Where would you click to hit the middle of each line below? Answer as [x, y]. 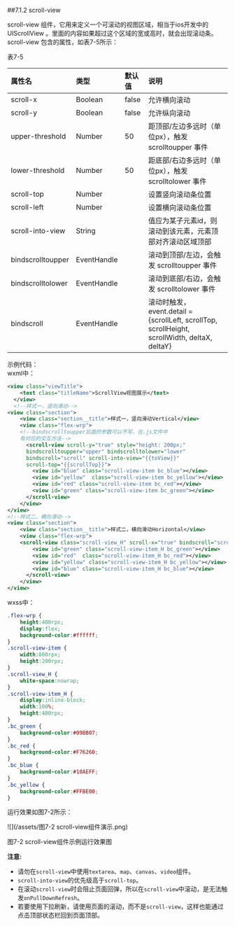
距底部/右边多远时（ [181, 160]
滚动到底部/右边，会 [181, 278]
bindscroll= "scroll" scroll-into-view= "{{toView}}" [102, 458]
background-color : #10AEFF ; [59, 772]
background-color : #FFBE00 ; [59, 791]
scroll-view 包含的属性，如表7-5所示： [63, 42]
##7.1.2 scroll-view [34, 10]
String [86, 231]
